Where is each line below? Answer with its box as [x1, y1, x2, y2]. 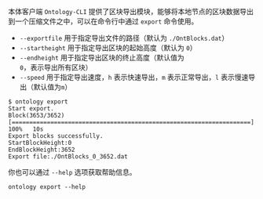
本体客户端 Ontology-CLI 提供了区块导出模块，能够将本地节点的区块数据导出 [8, 7, 254, 16]
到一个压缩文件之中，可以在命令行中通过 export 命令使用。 [8, 16, 199, 26]
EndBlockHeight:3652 [8, 146, 76, 154]
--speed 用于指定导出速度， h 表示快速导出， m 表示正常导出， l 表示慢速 [19, 73, 249, 81]
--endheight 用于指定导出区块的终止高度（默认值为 [19, 53, 184, 62]
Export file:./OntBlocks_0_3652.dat [8, 153, 128, 161]
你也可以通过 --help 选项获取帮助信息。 [8, 168, 137, 176]
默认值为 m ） [33, 82, 72, 92]
